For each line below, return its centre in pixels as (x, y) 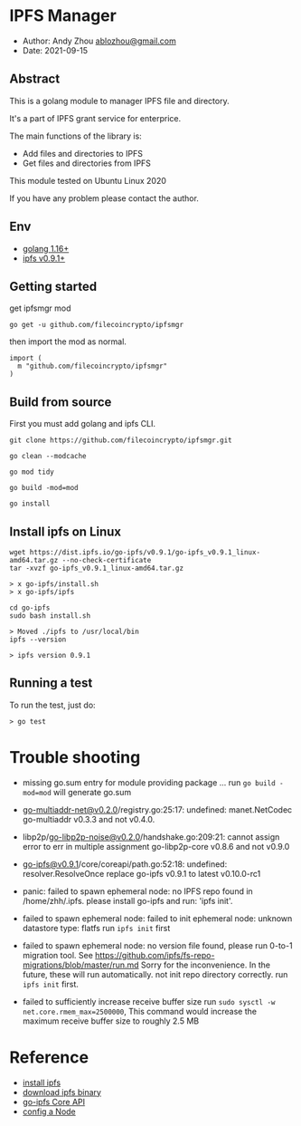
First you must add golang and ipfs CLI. (83, 424)
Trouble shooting (75, 757)
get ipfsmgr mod (40, 308)
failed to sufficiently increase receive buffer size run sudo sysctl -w (149, 1001)
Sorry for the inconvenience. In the (206, 965)
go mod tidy (32, 472)
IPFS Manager (63, 16)
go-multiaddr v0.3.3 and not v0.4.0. (89, 819)
